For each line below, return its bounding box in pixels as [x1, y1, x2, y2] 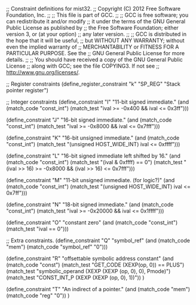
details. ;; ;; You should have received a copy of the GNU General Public [6, 56, 183, 63]
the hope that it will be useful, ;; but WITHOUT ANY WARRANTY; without [6, 37, 185, 44]
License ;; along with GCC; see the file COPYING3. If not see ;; [6, 62, 160, 70]
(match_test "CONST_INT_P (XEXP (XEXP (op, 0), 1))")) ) [6, 274, 145, 281]
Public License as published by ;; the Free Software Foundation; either [6, 24, 179, 31]
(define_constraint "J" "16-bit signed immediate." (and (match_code [6, 116, 172, 123]
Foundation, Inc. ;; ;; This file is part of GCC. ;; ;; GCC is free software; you [6, 11, 189, 19]
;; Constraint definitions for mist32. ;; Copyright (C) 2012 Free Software [6, 5, 181, 12]
